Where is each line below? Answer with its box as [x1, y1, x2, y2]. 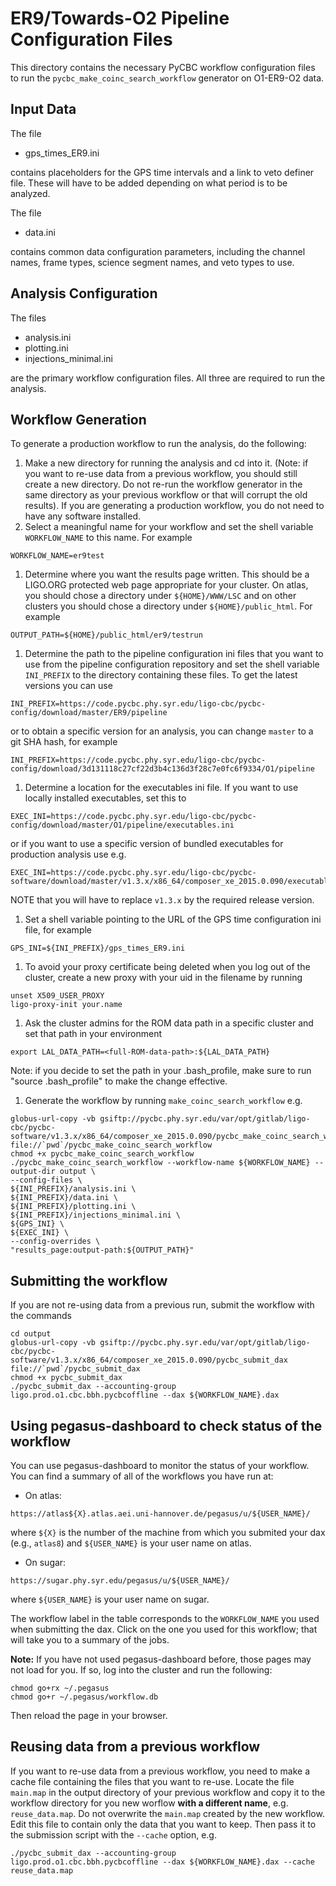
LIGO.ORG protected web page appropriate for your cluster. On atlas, [24, 579, 309, 591]
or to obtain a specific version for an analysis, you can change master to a [10, 725, 314, 737]
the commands [10, 1310, 72, 1322]
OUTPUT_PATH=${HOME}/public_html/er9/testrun [10, 630, 203, 641]
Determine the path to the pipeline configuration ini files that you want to [24, 648, 324, 660]
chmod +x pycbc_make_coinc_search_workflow [10, 1149, 195, 1159]
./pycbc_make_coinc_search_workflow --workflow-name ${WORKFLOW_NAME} [10, 1158, 311, 1168]
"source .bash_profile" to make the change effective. [10, 1075, 228, 1087]
